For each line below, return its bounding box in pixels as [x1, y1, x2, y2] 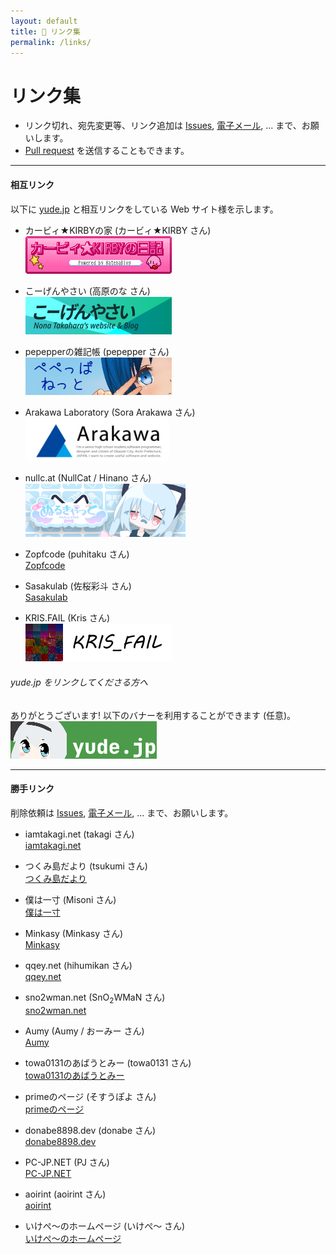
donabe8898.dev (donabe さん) [24, 1124, 157, 1136]
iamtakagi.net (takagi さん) [24, 828, 135, 840]
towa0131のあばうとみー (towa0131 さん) [24, 1056, 192, 1069]
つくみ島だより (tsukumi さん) [24, 860, 148, 872]
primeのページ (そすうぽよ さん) [24, 1090, 157, 1102]
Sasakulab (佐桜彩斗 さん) [24, 580, 132, 592]
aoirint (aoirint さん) [24, 1188, 107, 1200]
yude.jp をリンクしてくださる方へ [10, 676, 148, 689]
